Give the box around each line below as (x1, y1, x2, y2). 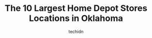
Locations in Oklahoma (29, 13, 123, 24)
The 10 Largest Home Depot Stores (4, 3, 148, 14)
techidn (68, 28, 84, 34)
